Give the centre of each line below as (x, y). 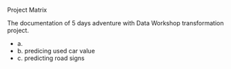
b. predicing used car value (56, 51)
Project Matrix (27, 10)
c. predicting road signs (51, 58)
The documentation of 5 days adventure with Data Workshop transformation (115, 23)
